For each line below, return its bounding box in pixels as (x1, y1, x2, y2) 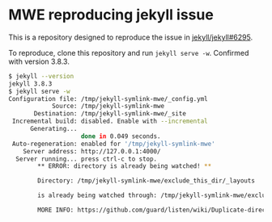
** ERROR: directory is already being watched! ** (37, 162, 212, 170)
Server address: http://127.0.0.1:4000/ (23, 147, 161, 155)
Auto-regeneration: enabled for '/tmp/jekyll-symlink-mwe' (11, 140, 216, 148)
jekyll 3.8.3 (8, 79, 53, 88)
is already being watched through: (37, 191, 158, 199)
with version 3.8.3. (8, 57, 70, 66)
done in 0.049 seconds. (80, 132, 161, 140)
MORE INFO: (37, 206, 74, 215)
